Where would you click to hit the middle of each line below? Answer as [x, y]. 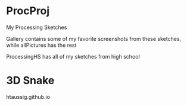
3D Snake [30, 81]
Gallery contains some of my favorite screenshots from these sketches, [94, 38]
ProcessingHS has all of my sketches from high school [73, 56]
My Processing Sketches [37, 27]
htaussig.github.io [28, 97]
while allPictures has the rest [41, 45]
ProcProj [28, 11]
